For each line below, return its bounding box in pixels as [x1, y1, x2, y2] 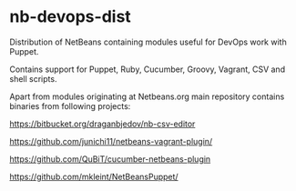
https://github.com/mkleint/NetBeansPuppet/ [9, 171, 179, 182]
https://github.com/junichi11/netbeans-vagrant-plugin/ [9, 136, 213, 146]
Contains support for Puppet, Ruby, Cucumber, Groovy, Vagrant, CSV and [9, 64, 285, 75]
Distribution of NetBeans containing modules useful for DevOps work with [9, 36, 287, 47]
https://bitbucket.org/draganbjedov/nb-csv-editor [9, 118, 196, 129]
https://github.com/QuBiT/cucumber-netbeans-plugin [9, 153, 211, 165]
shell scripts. [9, 73, 57, 84]
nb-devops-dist [9, 6, 132, 27]
